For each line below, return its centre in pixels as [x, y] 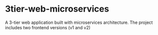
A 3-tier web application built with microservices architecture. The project [79, 22]
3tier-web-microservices [57, 9]
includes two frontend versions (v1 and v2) [48, 27]
